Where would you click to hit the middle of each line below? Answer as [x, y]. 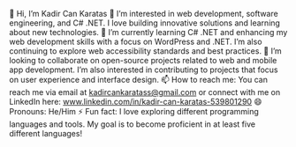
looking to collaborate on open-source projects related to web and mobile [143, 60]
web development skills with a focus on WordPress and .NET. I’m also [136, 41]
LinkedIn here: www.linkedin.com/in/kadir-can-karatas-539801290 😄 [136, 102]
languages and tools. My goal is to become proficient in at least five [133, 124]
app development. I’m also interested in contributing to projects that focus [144, 70]
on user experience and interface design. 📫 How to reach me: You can [138, 80]
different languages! [46, 133]
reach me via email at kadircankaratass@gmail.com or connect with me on [145, 92]
